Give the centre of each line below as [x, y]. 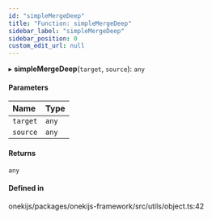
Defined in [26, 188]
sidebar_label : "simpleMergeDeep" [67, 31]
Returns [22, 153]
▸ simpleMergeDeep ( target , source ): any [77, 69]
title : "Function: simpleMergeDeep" [70, 23]
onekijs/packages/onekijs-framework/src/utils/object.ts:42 [106, 206]
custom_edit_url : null [47, 46]
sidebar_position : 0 [43, 38]
